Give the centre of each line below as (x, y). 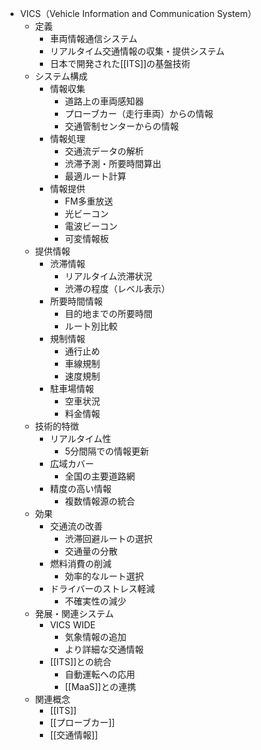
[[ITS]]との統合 (80, 661)
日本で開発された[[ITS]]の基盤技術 (120, 63)
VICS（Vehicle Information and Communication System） (138, 13)
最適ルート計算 (95, 176)
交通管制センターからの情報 (122, 126)
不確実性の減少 (95, 601)
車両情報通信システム (93, 38)
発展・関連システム (74, 613)
